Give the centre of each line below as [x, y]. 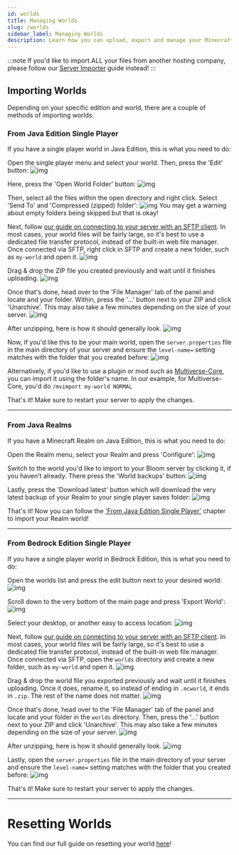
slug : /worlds [28, 27]
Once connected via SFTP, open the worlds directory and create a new [111, 659]
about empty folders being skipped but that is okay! [83, 213]
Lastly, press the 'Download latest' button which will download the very [112, 489]
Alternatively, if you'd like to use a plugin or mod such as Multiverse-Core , [116, 371]
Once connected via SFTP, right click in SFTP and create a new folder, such [118, 249]
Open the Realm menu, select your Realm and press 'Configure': [101, 454]
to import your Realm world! [48, 518]
